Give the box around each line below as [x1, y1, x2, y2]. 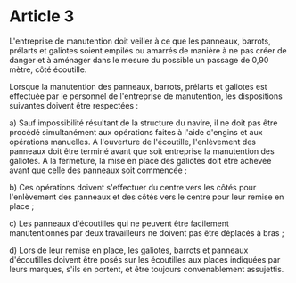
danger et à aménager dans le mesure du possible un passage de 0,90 [9, 54, 269, 65]
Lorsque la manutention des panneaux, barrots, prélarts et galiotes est [9, 81, 267, 92]
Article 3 [9, 6, 75, 27]
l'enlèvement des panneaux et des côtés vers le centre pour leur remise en [9, 191, 284, 202]
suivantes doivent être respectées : [9, 100, 139, 110]
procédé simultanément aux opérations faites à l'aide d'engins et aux [9, 126, 263, 137]
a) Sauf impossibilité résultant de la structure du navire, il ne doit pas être [9, 117, 278, 128]
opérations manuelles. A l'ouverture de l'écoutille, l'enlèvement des [9, 136, 257, 147]
